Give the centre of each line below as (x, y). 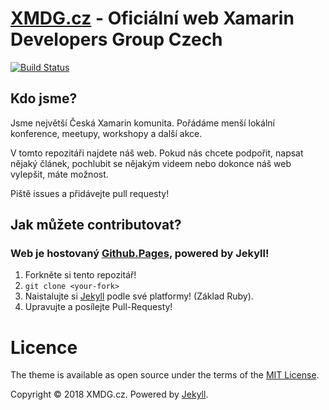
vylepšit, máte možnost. (59, 174)
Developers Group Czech (116, 39)
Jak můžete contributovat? (96, 225)
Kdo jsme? (44, 98)
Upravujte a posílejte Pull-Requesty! (98, 307)
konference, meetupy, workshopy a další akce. (106, 133)
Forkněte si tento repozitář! (80, 275)
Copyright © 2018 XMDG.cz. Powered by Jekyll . (109, 394)
